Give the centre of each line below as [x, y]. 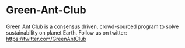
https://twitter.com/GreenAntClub [46, 39]
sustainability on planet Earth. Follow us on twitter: [67, 32]
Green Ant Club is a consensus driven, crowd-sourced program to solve [92, 26]
